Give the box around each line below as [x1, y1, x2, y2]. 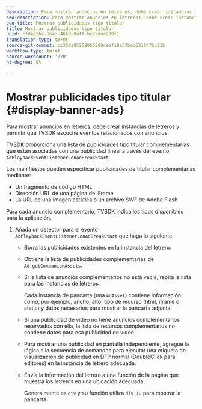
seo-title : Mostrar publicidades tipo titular [6, 20, 125, 26]
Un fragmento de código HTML [14, 183, 93, 191]
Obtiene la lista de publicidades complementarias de [23, 256, 155, 263]
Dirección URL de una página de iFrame [14, 190, 114, 197]
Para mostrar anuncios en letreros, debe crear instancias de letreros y [6, 123, 179, 130]
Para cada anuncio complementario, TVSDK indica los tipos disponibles [6, 208, 184, 215]
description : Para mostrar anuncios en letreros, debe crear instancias [6, 8, 192, 15]
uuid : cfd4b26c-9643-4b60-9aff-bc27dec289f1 [6, 31, 120, 37]
